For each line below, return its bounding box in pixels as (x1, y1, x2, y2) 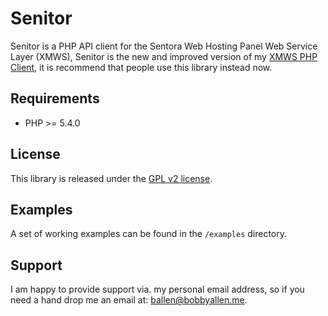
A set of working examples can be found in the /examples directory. (10, 228, 288, 240)
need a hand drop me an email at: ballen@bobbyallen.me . (10, 294, 248, 306)
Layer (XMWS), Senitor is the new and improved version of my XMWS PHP (10, 50, 318, 62)
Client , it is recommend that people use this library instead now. (10, 61, 273, 73)
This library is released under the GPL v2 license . (10, 172, 213, 184)
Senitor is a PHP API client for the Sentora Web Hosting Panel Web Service (10, 40, 318, 52)
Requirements (10, 90, 100, 107)
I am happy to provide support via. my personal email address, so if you (10, 283, 305, 296)
